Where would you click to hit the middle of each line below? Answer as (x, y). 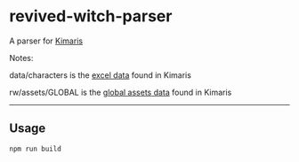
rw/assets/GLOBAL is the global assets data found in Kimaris (121, 92)
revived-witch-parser (91, 16)
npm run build (36, 149)
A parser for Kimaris (46, 41)
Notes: (21, 58)
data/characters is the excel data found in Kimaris (100, 75)
